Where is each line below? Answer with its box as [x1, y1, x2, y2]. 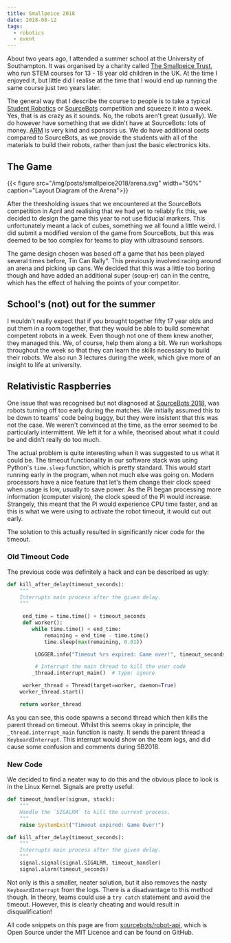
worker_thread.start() [19, 689, 85, 696]
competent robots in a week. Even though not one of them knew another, [7, 331, 214, 340]
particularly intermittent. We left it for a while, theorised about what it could [7, 428, 219, 436]
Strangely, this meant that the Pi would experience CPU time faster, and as [7, 500, 218, 508]
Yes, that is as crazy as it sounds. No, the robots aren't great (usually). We [7, 111, 217, 120]
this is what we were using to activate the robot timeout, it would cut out [7, 507, 212, 515]
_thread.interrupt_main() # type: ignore [32, 669, 155, 677]
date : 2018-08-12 [7, 16, 57, 23]
